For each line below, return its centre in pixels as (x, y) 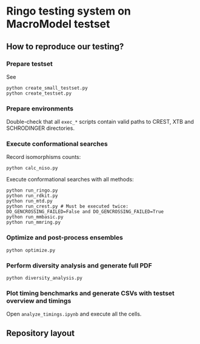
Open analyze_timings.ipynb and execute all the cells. (74, 314)
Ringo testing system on (69, 11)
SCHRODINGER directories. (40, 128)
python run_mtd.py (29, 201)
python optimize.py (31, 250)
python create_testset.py (39, 93)
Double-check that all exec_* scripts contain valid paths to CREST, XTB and (100, 122)
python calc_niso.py (32, 168)
